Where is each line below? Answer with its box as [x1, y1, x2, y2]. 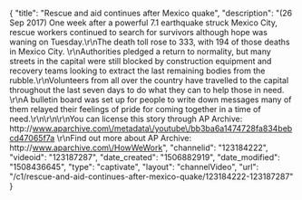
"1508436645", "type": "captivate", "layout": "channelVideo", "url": [9, 162, 259, 172]
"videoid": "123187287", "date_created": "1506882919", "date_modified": [9, 152, 281, 162]
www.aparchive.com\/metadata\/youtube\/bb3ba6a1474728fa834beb [32, 123, 293, 134]
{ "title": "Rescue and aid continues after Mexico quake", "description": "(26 [9, 8, 293, 18]
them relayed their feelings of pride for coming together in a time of [9, 104, 261, 114]
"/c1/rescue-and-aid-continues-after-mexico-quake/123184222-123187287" [9, 171, 294, 182]
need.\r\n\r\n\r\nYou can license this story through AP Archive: [9, 113, 243, 124]
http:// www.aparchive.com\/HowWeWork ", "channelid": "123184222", [9, 142, 269, 153]
